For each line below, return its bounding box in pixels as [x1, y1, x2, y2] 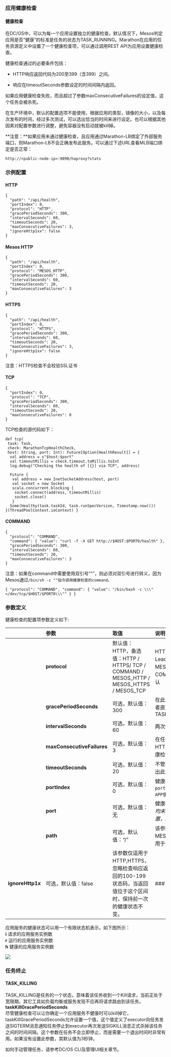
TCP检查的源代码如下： [5, 426, 54, 432]
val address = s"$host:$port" [10, 454, 74, 459]
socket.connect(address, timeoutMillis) [14, 490, 101, 495]
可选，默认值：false [45, 880, 93, 887]
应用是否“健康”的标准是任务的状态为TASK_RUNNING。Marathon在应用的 [5, 37, 158, 43]
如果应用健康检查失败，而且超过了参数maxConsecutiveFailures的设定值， [5, 93, 159, 99]
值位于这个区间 [112, 888, 149, 895]
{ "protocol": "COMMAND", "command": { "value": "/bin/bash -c [5, 587, 142, 592]
